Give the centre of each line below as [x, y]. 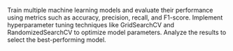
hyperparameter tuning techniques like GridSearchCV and [91, 25]
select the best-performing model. [57, 40]
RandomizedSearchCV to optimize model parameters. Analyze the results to [117, 32]
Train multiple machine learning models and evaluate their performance [110, 10]
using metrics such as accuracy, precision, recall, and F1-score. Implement [115, 17]
